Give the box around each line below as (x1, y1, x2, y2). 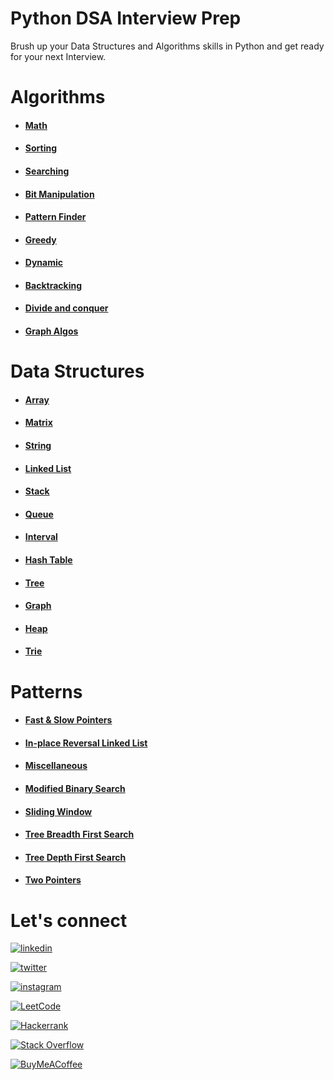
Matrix (24, 417, 53, 429)
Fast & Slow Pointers (24, 714, 113, 726)
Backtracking (24, 279, 83, 291)
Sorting (24, 142, 58, 154)
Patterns (10, 680, 83, 703)
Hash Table (24, 554, 73, 566)
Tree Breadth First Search (24, 828, 135, 841)
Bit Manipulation (24, 188, 95, 200)
